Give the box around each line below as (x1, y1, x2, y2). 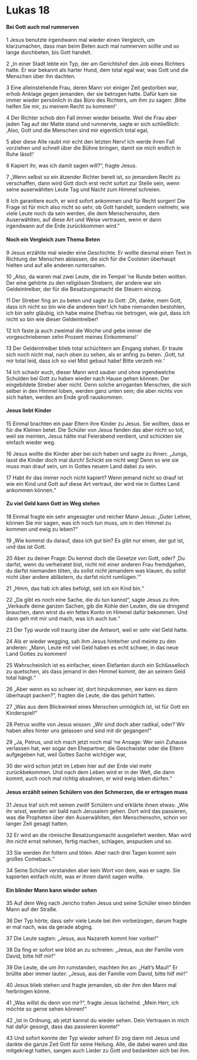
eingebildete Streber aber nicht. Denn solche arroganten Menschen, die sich (6, 381, 192, 388)
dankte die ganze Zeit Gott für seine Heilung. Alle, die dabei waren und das (6, 1041, 188, 1048)
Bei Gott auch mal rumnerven (6, 23, 79, 30)
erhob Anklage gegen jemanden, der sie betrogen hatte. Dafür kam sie (6, 91, 178, 98)
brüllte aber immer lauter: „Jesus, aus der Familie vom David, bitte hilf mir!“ (6, 970, 188, 977)
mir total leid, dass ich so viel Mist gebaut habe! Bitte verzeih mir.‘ (6, 357, 165, 364)
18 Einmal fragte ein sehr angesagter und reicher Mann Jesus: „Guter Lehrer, (6, 513, 192, 520)
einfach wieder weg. (6, 439, 56, 446)
